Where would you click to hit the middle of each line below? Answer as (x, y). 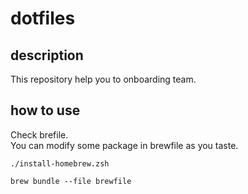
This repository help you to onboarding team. (103, 79)
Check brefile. (39, 134)
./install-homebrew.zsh (60, 163)
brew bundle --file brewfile (71, 181)
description (47, 55)
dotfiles (43, 18)
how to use (45, 110)
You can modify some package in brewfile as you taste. (124, 145)
